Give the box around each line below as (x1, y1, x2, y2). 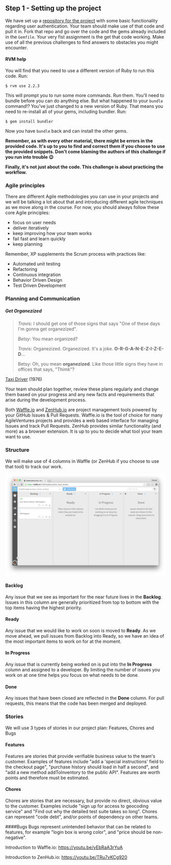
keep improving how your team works (12, 230, 92, 236)
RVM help (5, 56, 26, 63)
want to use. (5, 434, 32, 440)
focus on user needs (12, 220, 56, 226)
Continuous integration (12, 272, 61, 278)
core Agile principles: (5, 210, 50, 216)
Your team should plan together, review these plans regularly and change (5, 386, 159, 392)
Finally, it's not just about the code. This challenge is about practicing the (5, 164, 164, 170)
